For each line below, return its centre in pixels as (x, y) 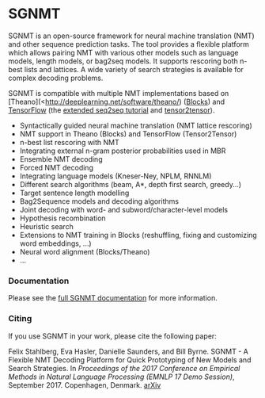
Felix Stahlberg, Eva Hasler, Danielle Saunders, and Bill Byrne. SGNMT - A (129, 351)
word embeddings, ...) (56, 243)
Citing (20, 319)
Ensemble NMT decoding (61, 159)
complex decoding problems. (56, 78)
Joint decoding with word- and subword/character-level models (123, 209)
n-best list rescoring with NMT (70, 142)
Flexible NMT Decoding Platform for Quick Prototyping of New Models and (130, 360)
